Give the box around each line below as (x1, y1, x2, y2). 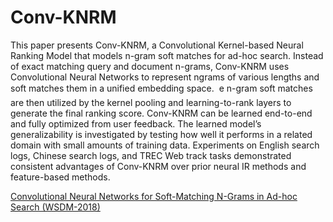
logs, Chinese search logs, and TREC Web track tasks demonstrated (10, 149, 292, 161)
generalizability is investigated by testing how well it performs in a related (10, 128, 313, 140)
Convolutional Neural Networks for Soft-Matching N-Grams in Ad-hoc (10, 190, 298, 202)
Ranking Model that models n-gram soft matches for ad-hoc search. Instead (10, 49, 324, 61)
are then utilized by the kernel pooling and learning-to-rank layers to (10, 96, 292, 108)
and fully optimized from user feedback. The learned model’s (10, 117, 262, 130)
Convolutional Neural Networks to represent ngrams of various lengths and (10, 71, 320, 83)
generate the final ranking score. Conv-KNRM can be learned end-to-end (10, 107, 313, 119)
